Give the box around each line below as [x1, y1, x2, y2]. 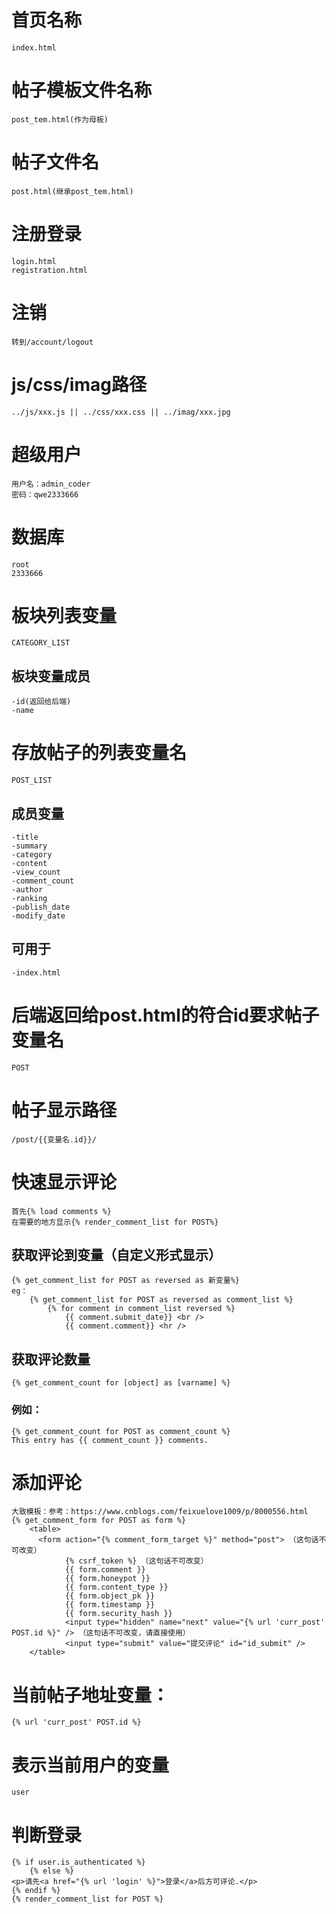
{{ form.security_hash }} [64, 1609, 173, 1619]
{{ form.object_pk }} [64, 1591, 156, 1601]
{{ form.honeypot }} [64, 1574, 151, 1584]
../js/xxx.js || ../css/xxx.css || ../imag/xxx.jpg [11, 407, 231, 417]
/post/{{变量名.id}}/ [11, 1134, 97, 1145]
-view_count [11, 867, 61, 877]
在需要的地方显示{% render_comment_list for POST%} [11, 1217, 219, 1227]
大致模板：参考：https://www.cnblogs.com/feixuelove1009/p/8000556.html [11, 1507, 309, 1517]
